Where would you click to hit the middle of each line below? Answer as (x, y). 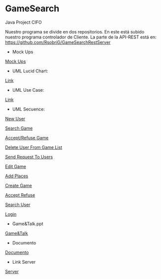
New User (15, 118)
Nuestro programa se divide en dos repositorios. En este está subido (75, 32)
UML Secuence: (29, 109)
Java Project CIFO (23, 22)
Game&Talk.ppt (28, 224)
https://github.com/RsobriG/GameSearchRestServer (58, 42)
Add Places (17, 176)
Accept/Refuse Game (27, 138)
